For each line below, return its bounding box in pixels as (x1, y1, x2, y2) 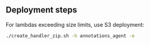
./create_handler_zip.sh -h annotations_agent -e (6, 33, 135, 39)
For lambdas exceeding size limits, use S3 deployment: (6, 21, 144, 28)
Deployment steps (6, 5, 77, 15)
